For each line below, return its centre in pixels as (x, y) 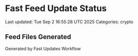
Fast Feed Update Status (56, 8)
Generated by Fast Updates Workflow (43, 48)
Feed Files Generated (38, 37)
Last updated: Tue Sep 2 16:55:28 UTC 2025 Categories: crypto (69, 22)
